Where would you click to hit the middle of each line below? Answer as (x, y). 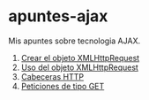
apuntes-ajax (58, 16)
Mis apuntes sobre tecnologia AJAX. (74, 41)
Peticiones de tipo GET (63, 86)
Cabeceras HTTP (52, 76)
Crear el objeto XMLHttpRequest (80, 58)
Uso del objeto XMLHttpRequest (79, 67)
